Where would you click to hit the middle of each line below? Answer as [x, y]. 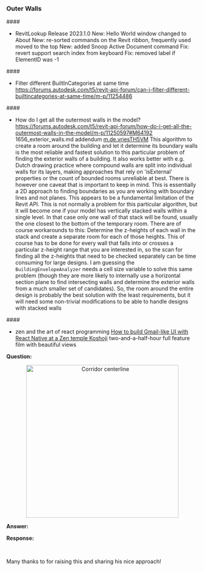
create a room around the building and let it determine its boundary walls [106, 146]
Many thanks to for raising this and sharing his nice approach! [84, 562]
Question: [19, 357]
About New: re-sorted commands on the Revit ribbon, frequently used [103, 40]
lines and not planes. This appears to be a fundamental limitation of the [104, 198]
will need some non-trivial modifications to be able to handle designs [102, 302]
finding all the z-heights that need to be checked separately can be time [106, 256]
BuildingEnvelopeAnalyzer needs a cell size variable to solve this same [104, 269]
